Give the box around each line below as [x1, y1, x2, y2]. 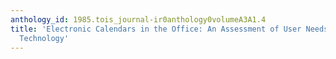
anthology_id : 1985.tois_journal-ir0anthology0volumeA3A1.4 [10, 14, 267, 25]
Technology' [19, 33, 70, 43]
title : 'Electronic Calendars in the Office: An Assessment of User [10, 24, 302, 34]
